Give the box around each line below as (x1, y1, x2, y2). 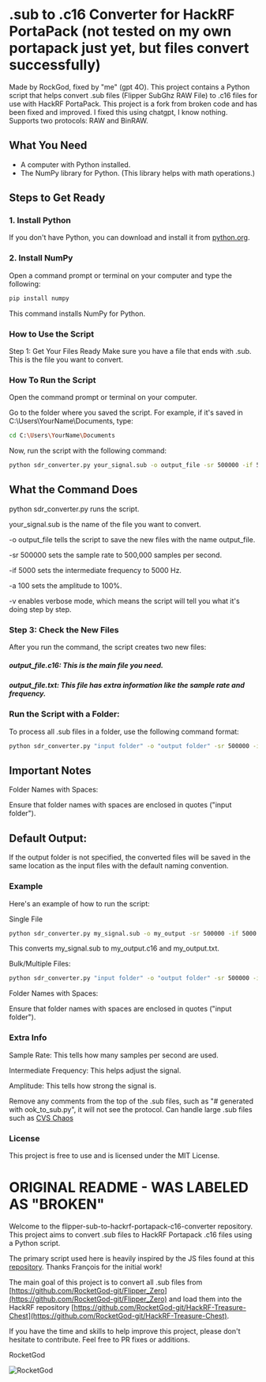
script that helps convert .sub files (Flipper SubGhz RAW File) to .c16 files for (9, 90, 258, 100)
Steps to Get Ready (9, 192, 106, 205)
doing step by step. (9, 604, 72, 614)
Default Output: (9, 831, 88, 845)
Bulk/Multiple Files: (9, 959, 71, 969)
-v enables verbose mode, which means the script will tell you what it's (9, 596, 240, 606)
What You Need (9, 139, 88, 152)
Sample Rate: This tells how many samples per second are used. (9, 1050, 219, 1060)
